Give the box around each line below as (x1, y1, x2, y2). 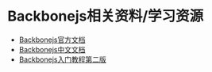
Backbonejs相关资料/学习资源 (7, 7, 204, 25)
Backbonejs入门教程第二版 (18, 55, 106, 64)
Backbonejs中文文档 (18, 44, 86, 54)
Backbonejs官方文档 (18, 35, 86, 44)
